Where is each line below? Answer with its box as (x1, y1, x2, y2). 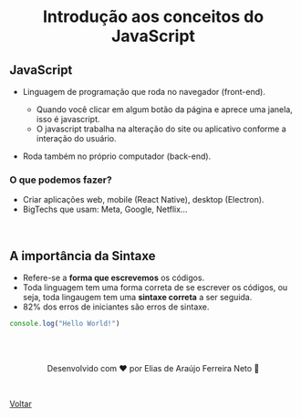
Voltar (9, 398, 32, 409)
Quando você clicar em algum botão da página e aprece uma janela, (36, 104, 294, 115)
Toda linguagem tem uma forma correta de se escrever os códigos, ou (22, 282, 288, 293)
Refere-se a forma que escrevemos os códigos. (22, 272, 205, 284)
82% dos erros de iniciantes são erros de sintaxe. (22, 301, 210, 312)
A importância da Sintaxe (9, 248, 157, 264)
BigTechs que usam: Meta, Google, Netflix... (22, 204, 188, 215)
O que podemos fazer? (9, 173, 112, 186)
